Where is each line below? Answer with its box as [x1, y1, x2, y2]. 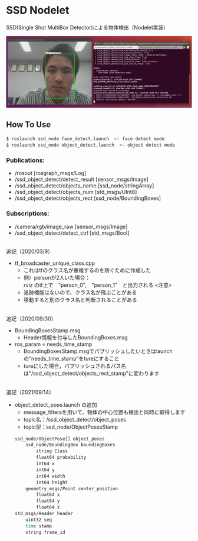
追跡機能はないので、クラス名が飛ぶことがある [23, 289, 137, 296]
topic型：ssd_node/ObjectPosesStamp [23, 423, 118, 430]
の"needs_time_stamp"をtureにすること [23, 355, 120, 362]
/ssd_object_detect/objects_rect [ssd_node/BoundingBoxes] [14, 195, 161, 202]
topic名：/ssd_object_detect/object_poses [23, 416, 127, 423]
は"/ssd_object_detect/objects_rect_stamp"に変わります [23, 370, 160, 377]
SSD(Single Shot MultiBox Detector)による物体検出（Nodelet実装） [6, 24, 169, 31]
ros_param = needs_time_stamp [14, 341, 93, 348]
